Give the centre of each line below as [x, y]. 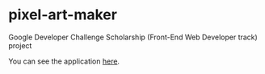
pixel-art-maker [63, 15]
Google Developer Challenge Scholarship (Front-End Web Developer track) [133, 37]
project [20, 45]
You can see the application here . [64, 61]
